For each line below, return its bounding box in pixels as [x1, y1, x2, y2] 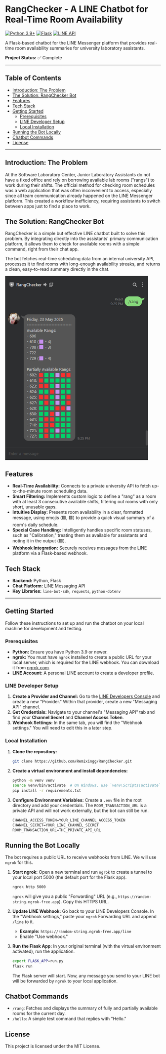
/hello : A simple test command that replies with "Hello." [12, 1016, 127, 1022]
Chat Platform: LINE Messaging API [12, 583, 85, 589]
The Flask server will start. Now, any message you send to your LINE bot [12, 973, 160, 978]
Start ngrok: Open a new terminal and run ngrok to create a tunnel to [12, 869, 152, 875]
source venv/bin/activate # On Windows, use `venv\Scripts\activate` [12, 783, 161, 788]
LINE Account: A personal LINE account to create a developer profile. [12, 670, 154, 676]
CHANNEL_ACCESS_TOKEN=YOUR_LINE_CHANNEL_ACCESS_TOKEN [12, 818, 125, 823]
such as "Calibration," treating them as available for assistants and [12, 532, 147, 538]
